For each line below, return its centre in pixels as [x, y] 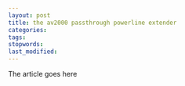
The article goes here [43, 74]
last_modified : [33, 52]
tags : [17, 37]
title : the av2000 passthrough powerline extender [92, 23]
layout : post [29, 15]
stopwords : [26, 45]
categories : [27, 30]
